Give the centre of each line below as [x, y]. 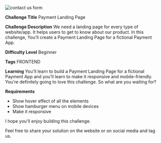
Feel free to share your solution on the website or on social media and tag [80, 131]
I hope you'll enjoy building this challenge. [48, 121]
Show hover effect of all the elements [51, 101]
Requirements [20, 91]
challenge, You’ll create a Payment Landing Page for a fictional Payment [79, 37]
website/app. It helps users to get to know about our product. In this [74, 32]
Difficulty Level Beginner [31, 52]
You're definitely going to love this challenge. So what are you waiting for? [81, 82]
